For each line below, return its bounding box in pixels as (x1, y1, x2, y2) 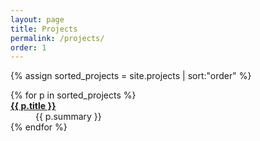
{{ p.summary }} (35, 111, 102, 123)
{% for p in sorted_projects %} (10, 89, 137, 101)
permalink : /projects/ (10, 33, 105, 43)
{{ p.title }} (10, 100, 57, 112)
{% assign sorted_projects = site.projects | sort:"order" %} (10, 70, 252, 82)
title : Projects (10, 24, 78, 34)
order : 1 (10, 42, 47, 53)
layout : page (10, 14, 65, 25)
